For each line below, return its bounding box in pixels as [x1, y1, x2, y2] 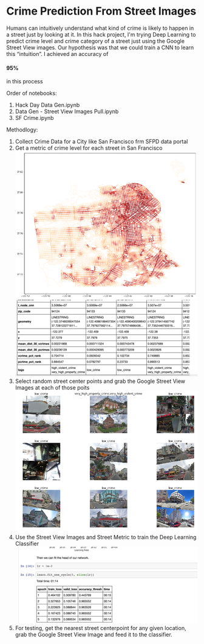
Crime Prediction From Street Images [6, 4, 197, 18]
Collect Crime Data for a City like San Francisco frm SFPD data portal [15, 138, 188, 145]
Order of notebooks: [6, 89, 57, 97]
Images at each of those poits [15, 383, 90, 391]
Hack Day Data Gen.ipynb [15, 102, 80, 109]
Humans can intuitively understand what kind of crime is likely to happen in [6, 24, 194, 32]
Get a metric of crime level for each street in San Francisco [15, 144, 163, 152]
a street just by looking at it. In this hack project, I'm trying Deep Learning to [6, 30, 196, 38]
